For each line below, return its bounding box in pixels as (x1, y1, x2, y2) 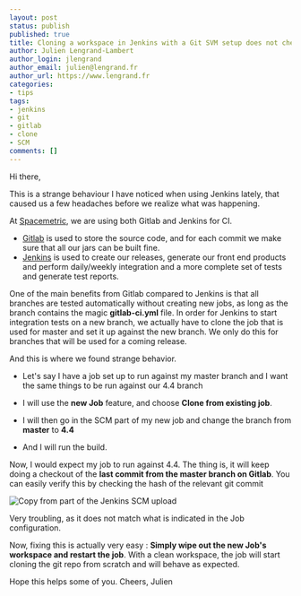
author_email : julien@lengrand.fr (9, 64, 139, 73)
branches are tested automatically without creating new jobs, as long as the (9, 298, 288, 308)
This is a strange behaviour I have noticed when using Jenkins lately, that (9, 188, 279, 199)
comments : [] (9, 146, 58, 155)
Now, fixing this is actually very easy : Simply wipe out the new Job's (9, 540, 267, 550)
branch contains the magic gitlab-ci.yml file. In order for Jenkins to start (9, 307, 278, 318)
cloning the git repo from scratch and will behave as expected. (9, 558, 240, 569)
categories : (9, 80, 54, 89)
